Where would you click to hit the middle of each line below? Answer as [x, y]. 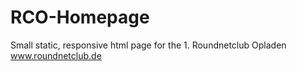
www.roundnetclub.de [56, 55]
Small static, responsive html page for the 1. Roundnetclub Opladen [148, 45]
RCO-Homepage [80, 17]
